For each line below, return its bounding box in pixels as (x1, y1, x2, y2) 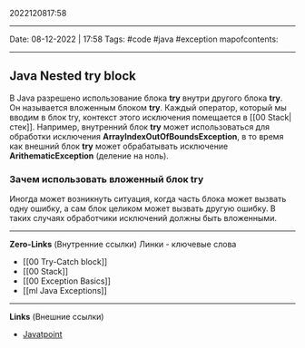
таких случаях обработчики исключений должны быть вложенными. (9, 213, 277, 224)
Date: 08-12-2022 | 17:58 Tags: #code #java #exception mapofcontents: (9, 34, 279, 44)
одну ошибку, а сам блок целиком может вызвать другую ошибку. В (9, 203, 277, 214)
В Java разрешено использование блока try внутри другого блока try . (9, 92, 283, 103)
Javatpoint (22, 329, 63, 340)
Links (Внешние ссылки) (9, 312, 104, 323)
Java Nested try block (9, 68, 136, 84)
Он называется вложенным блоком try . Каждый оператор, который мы (9, 101, 288, 112)
